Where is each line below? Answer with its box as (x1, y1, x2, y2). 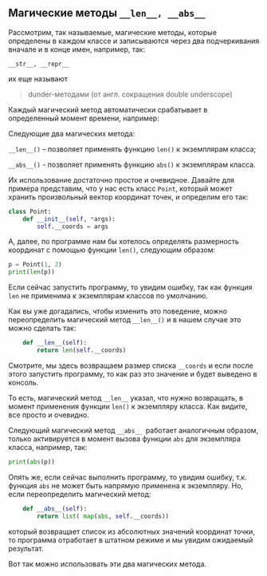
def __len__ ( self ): (22, 339, 88, 347)
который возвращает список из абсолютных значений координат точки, (8, 527, 255, 536)
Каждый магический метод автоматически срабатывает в (8, 105, 208, 114)
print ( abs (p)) (8, 458, 56, 466)
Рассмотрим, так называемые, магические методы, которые (8, 27, 218, 37)
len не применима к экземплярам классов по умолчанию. (8, 291, 209, 301)
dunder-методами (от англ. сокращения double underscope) (27, 89, 233, 99)
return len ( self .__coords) (37, 346, 127, 354)
